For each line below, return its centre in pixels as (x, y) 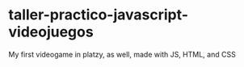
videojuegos (51, 32)
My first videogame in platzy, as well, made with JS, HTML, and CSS (122, 54)
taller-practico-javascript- (98, 15)
